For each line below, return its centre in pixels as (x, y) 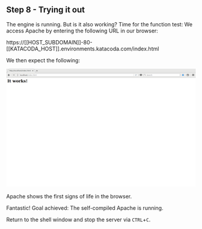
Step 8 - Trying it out (46, 10)
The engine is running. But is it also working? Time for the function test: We (99, 24)
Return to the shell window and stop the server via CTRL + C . (78, 220)
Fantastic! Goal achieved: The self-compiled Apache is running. (85, 208)
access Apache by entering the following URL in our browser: (82, 31)
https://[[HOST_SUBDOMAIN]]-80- (49, 42)
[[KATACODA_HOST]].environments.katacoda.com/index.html (83, 49)
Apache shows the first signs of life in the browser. (69, 197)
